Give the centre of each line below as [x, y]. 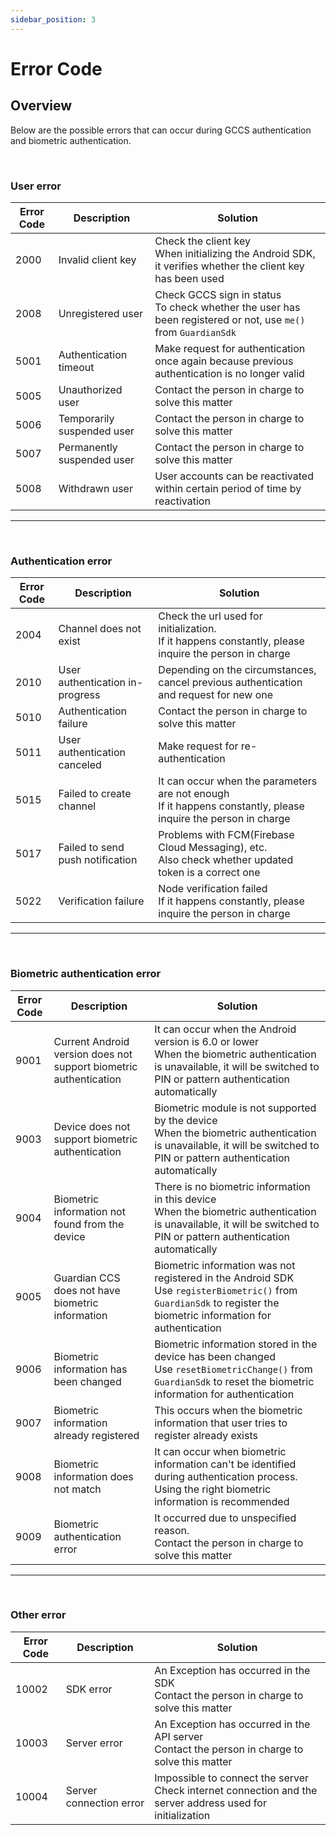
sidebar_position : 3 [53, 19]
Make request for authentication [230, 348]
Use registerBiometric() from [226, 1290]
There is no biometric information [232, 1186]
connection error [105, 1803]
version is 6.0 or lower [207, 1041]
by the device [186, 1120]
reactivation [182, 501]
